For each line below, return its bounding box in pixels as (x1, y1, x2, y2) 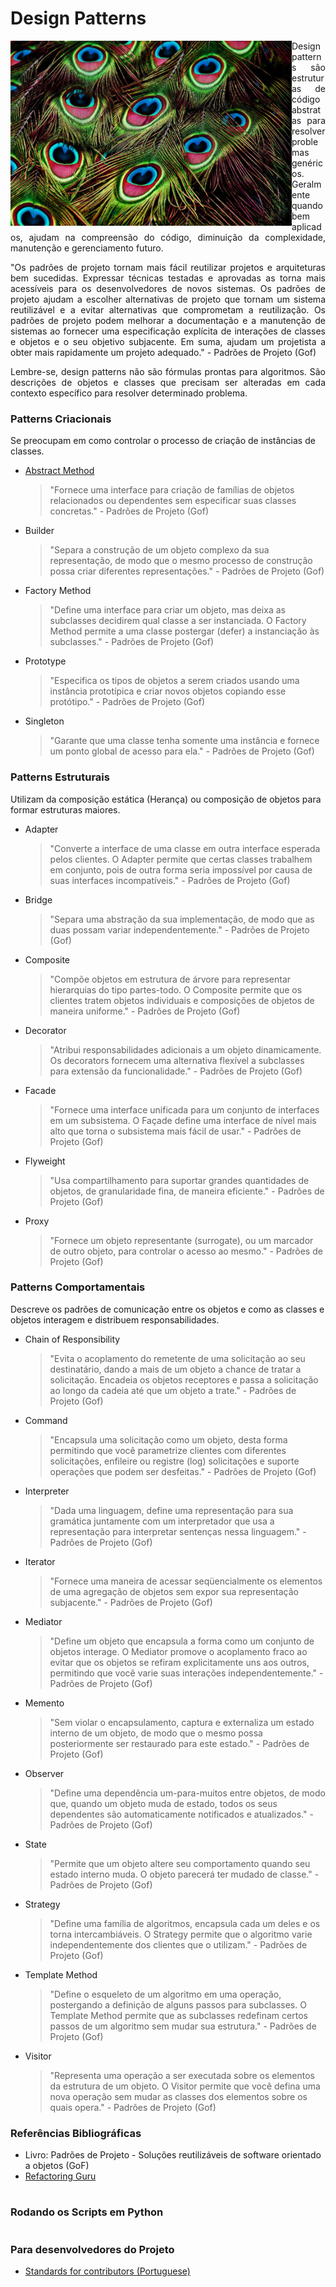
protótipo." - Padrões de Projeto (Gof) (49, 696, 205, 708)
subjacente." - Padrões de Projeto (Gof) (49, 1596, 213, 1608)
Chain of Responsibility (24, 1333, 121, 1345)
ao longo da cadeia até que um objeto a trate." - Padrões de (49, 1384, 297, 1396)
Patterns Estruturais (10, 770, 110, 784)
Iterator (24, 1555, 56, 1567)
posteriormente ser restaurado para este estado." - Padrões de (49, 1737, 310, 1749)
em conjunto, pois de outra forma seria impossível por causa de (49, 863, 313, 876)
